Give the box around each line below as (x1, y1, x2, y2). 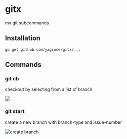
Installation (5, 34, 41, 42)
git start (5, 108, 25, 115)
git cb (5, 75, 19, 82)
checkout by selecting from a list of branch (5, 86, 93, 92)
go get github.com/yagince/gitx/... (5, 47, 81, 52)
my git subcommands (5, 20, 49, 26)
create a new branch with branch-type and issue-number (5, 119, 122, 125)
